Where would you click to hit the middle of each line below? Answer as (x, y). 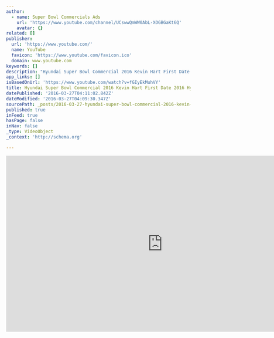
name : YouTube (28, 50)
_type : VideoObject (30, 132)
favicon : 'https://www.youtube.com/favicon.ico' (72, 55)
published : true (26, 110)
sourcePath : (20, 104)
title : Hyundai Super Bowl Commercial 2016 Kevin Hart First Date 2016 (95, 88)
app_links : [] (23, 77)
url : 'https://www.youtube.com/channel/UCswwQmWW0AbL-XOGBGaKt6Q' (99, 22)
